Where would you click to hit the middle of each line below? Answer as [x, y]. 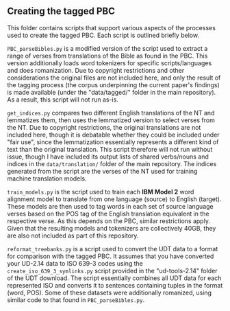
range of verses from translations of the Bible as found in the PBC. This [107, 56]
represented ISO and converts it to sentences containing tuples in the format [115, 285]
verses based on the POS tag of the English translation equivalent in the [108, 214]
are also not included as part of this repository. [73, 235]
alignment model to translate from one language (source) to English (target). [114, 199]
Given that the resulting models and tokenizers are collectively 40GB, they [112, 228]
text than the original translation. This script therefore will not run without [110, 149]
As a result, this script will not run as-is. [63, 100]
